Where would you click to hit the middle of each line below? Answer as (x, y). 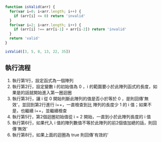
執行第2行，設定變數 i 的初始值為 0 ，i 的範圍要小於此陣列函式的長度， (82, 86)
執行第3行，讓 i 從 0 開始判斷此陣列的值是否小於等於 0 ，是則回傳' (78, 99)
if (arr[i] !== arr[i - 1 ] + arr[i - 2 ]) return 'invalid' (70, 29)
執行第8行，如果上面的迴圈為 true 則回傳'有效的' (60, 135)
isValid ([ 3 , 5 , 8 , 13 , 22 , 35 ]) (38, 51)
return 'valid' (25, 39)
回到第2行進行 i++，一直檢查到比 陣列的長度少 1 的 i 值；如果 (87, 104)
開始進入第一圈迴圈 (52, 92)
